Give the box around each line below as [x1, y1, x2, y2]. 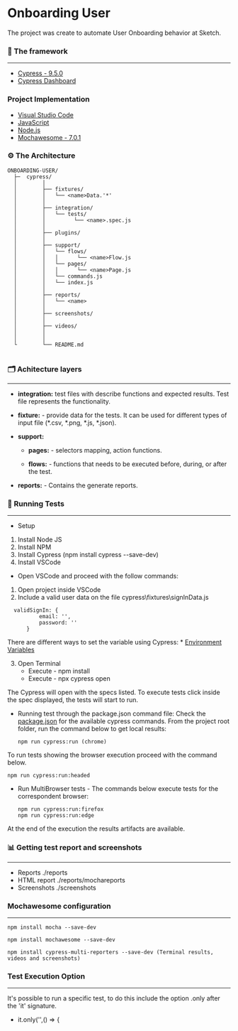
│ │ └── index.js [13, 279, 93, 286]
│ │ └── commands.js [13, 272, 103, 280]
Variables [7, 645, 35, 654]
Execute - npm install [28, 666, 91, 676]
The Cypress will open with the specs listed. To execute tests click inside [7, 688, 221, 697]
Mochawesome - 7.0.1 [17, 133, 81, 141]
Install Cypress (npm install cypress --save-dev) [17, 551, 159, 559]
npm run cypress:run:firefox [17, 806, 104, 813]
